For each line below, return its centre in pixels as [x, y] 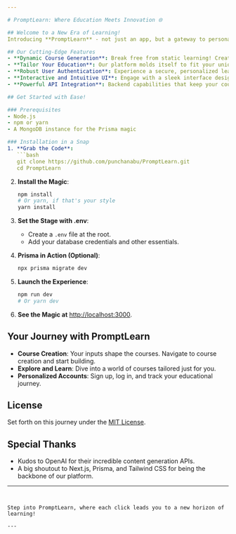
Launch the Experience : [53, 282]
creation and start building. [57, 361]
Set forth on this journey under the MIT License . [77, 422]
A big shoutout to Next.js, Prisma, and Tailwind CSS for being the [111, 469]
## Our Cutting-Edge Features [52, 52]
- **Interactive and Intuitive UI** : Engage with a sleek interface [110, 78]
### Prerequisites [34, 109]
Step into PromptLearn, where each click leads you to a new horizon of [116, 508]
